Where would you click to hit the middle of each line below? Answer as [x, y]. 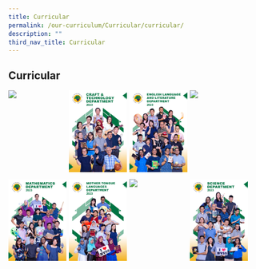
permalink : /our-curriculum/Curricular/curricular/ [96, 25]
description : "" [35, 34]
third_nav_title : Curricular [57, 42]
